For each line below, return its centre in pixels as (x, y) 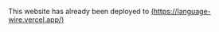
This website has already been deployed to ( (81, 11)
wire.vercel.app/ (35, 20)
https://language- (182, 11)
